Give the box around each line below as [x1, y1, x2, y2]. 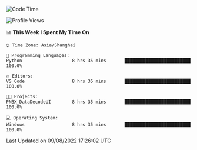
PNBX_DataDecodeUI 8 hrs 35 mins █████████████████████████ [6, 99, 191, 105]
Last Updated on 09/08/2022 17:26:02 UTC [6, 137, 112, 144]
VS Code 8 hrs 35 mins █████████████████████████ [6, 78, 191, 84]
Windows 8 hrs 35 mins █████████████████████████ [6, 122, 191, 128]
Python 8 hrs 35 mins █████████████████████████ [6, 58, 191, 64]
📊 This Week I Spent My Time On [6, 29, 89, 35]
